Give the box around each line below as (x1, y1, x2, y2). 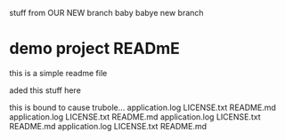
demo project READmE (9, 39, 180, 58)
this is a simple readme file (9, 67, 108, 78)
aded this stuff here (9, 84, 82, 96)
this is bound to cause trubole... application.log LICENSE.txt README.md (9, 102, 276, 113)
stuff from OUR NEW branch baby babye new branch (9, 8, 204, 18)
